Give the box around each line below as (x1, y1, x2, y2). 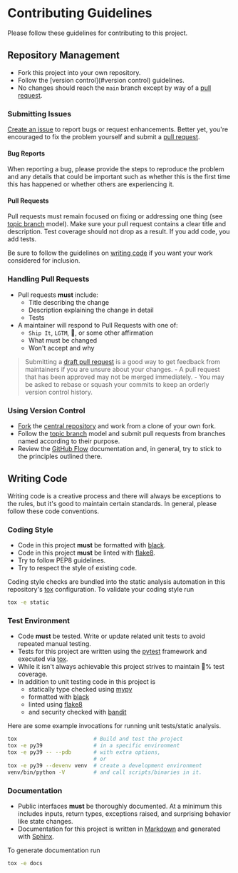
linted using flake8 (28, 700, 83, 709)
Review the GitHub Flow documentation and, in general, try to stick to (17, 445, 222, 453)
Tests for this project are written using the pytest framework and (17, 647, 207, 656)
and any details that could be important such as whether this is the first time (7, 173, 231, 181)
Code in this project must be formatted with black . (17, 541, 166, 550)
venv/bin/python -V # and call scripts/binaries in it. (7, 769, 202, 776)
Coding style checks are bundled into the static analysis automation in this (7, 577, 226, 586)
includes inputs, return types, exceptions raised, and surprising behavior (17, 809, 231, 818)
